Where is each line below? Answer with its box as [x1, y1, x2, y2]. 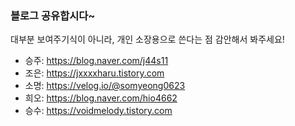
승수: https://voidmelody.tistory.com [24, 105, 173, 117]
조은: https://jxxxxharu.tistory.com [24, 67, 165, 79]
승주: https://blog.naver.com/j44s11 [24, 55, 169, 67]
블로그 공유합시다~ [10, 8, 96, 22]
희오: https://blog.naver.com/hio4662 [24, 92, 178, 104]
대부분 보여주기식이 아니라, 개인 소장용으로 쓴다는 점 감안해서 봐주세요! [10, 33, 285, 46]
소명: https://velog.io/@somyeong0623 [24, 80, 186, 92]
